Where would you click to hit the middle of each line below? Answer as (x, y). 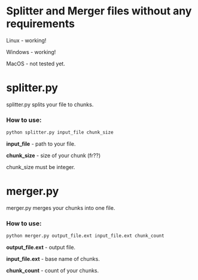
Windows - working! (31, 52)
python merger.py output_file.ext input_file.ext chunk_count (85, 236)
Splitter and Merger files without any (99, 11)
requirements (40, 24)
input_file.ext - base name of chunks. (53, 259)
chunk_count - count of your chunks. (53, 270)
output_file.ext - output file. (41, 248)
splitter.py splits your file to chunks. (50, 104)
